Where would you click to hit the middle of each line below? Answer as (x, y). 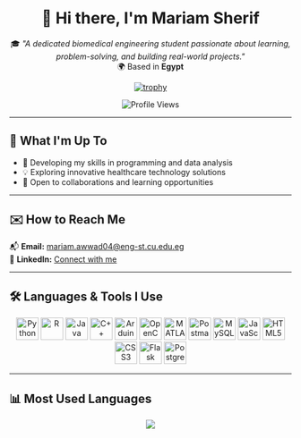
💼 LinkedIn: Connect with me (63, 259)
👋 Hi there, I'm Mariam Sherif (150, 18)
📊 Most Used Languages (81, 398)
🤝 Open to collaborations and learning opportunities (118, 181)
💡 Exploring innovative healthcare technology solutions (124, 172)
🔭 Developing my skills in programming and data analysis (127, 162)
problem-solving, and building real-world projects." (150, 56)
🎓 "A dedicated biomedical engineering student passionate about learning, (150, 43)
